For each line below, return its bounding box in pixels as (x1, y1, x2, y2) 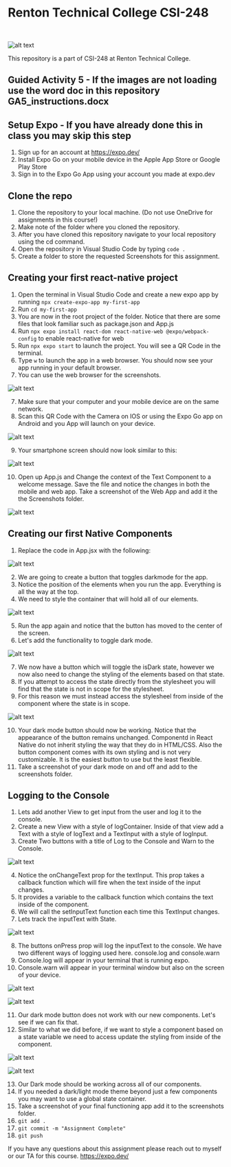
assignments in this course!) (17, 215, 98, 224)
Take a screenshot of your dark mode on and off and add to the (17, 762, 198, 771)
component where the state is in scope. (17, 699, 130, 707)
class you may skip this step (8, 129, 131, 142)
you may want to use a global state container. (17, 1095, 147, 1103)
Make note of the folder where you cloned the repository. (17, 222, 180, 231)
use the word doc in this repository (8, 85, 160, 97)
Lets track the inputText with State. (17, 915, 117, 923)
